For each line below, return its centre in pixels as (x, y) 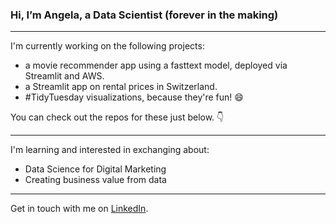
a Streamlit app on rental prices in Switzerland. (121, 87)
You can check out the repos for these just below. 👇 (117, 117)
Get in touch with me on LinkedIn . (79, 209)
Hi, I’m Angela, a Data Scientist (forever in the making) (144, 15)
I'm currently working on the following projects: (107, 46)
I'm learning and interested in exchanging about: (110, 150)
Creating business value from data (95, 180)
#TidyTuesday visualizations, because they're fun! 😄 (134, 97)
